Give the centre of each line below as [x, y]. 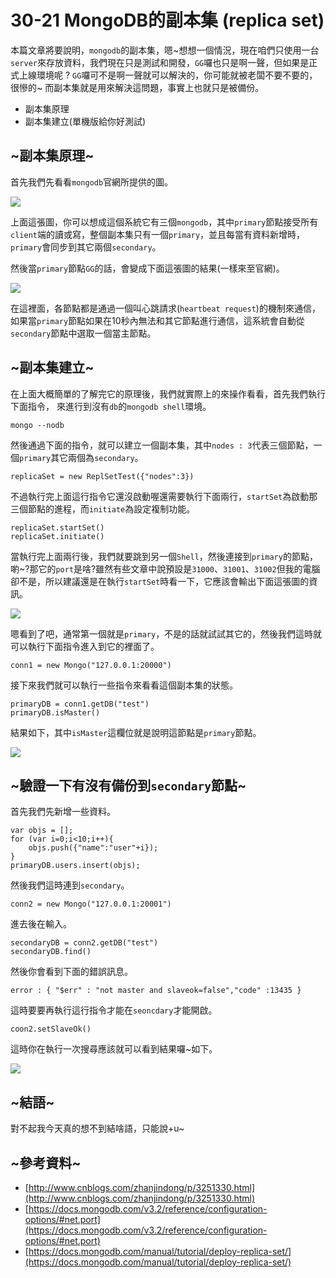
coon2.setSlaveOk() [51, 1029]
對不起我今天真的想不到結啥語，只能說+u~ [97, 1128]
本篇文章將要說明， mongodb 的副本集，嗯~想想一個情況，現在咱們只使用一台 [165, 50]
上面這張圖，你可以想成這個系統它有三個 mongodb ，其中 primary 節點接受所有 [164, 222]
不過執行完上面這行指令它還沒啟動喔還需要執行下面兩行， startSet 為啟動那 [164, 496]
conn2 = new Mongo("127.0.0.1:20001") [91, 904]
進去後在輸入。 [41, 924]
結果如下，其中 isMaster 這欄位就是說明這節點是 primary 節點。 [136, 732]
